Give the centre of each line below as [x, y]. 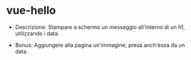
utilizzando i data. [37, 33]
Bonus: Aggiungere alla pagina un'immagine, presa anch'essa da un [100, 45]
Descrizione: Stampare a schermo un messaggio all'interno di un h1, [100, 27]
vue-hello [31, 10]
